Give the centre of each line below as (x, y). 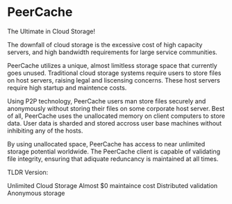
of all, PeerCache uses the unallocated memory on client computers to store (116, 116)
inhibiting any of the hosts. (45, 130)
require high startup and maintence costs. (67, 87)
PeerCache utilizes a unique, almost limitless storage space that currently (112, 65)
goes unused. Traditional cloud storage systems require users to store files (114, 73)
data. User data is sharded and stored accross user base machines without (115, 123)
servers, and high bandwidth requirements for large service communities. (112, 52)
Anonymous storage (36, 193)
